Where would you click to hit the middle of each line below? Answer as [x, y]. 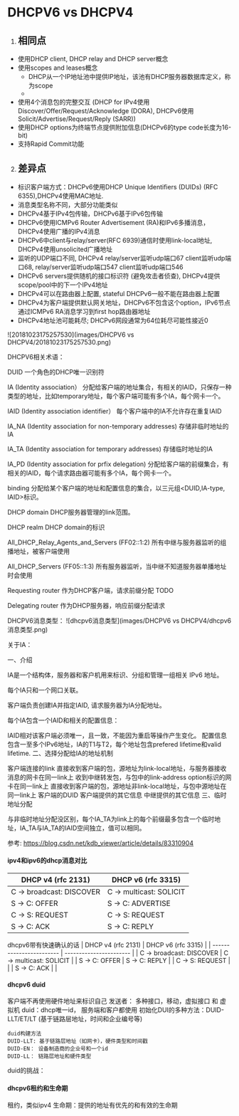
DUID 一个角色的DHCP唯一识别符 [56, 372]
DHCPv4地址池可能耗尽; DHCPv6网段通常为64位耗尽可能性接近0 [113, 320]
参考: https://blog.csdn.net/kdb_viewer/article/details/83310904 [101, 843]
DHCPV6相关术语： [36, 357]
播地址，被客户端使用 [38, 551]
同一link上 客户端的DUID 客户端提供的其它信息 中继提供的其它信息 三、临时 [117, 795]
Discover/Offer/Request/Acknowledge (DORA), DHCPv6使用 [106, 111]
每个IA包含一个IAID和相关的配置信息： [63, 720]
